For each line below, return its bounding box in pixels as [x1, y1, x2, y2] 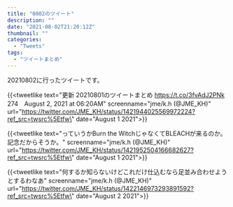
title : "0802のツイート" [7, 10, 75, 17]
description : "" [7, 17, 55, 24]
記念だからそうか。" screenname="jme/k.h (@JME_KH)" [7, 138, 171, 146]
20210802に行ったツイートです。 [7, 76, 104, 84]
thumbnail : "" [7, 29, 49, 37]
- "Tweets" [13, 43, 45, 50]
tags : [7, 50, 23, 57]
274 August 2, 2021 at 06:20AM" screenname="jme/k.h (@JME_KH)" [7, 99, 211, 108]
